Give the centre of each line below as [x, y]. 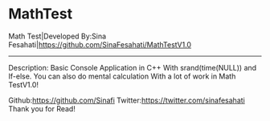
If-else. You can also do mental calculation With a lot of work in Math [122, 76]
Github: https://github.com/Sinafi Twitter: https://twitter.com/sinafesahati [127, 100]
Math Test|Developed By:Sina [57, 36]
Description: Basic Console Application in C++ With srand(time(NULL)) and [133, 67]
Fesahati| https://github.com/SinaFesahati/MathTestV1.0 [100, 44]
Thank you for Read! [42, 108]
